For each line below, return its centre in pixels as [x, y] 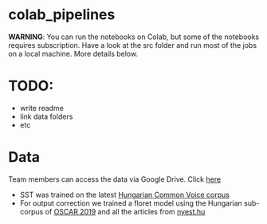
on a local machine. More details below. [73, 53]
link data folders [46, 116]
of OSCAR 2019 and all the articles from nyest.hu [125, 211]
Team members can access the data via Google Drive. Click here [115, 179]
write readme [41, 108]
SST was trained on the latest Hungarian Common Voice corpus [124, 195]
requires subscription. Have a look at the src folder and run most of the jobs [133, 45]
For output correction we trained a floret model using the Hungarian [131, 203]
